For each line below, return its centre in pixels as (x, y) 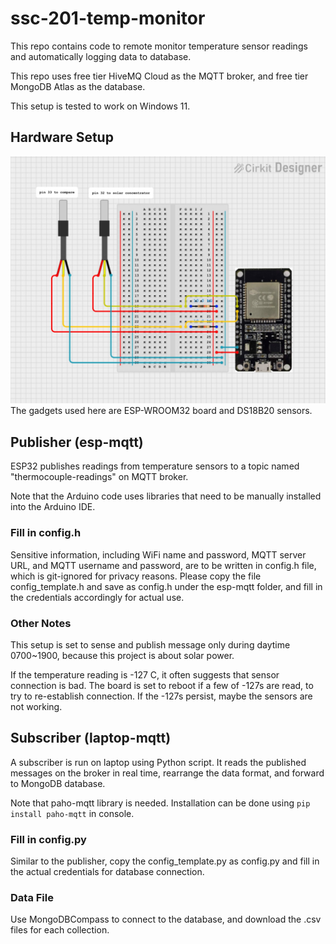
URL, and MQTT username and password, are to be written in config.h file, (163, 565)
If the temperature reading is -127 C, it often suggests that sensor (145, 674)
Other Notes (41, 623)
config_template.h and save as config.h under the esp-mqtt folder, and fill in (166, 586)
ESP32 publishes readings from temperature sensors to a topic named (155, 466)
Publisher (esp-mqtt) (77, 442)
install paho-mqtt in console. (72, 813)
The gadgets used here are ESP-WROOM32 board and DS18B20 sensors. (161, 411)
